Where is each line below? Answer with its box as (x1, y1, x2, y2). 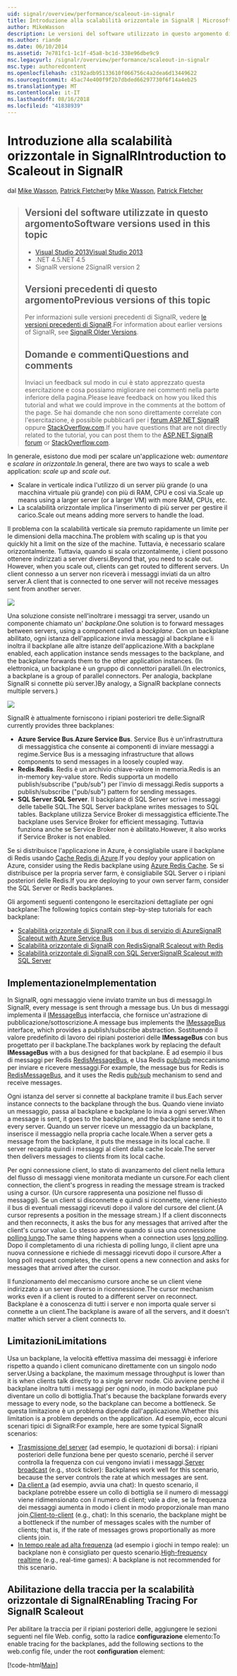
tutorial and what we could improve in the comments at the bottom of (24, 401, 226, 409)
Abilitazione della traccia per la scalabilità (7, 1583, 195, 1595)
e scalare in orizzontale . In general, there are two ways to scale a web (7, 460, 209, 468)
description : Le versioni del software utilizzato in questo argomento (7, 30, 222, 37)
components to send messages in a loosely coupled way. (17, 757, 185, 766)
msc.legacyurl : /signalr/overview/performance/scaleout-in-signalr (7, 57, 210, 64)
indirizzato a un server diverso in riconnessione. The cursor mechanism (7, 1285, 214, 1293)
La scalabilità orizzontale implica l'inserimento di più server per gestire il (17, 504, 228, 512)
